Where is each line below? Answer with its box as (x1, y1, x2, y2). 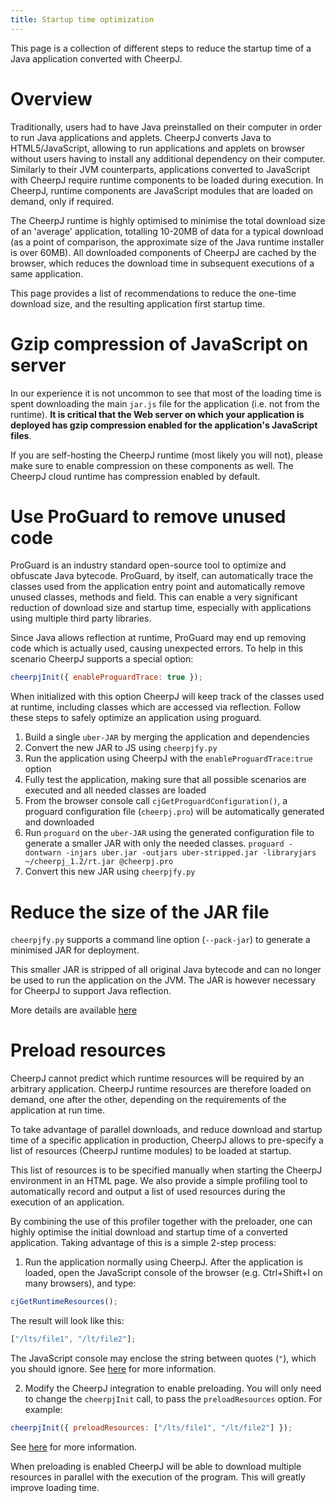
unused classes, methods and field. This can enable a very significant (10, 591, 298, 603)
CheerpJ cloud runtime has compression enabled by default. (10, 470, 261, 482)
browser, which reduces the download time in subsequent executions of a (10, 257, 315, 269)
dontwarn (24, 848, 62, 858)
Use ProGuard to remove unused (10, 505, 287, 528)
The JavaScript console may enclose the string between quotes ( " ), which (10, 1352, 317, 1364)
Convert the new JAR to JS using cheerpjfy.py (24, 742, 218, 754)
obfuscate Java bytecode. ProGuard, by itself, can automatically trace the (10, 570, 314, 582)
